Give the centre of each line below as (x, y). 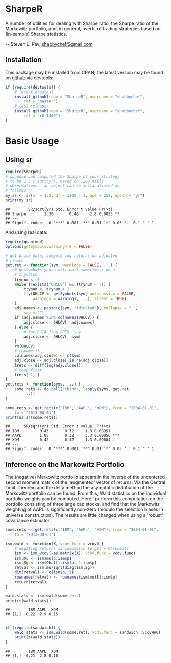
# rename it (27, 351)
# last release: (32, 106)
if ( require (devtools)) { (33, 87)
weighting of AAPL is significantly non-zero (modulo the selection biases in (84, 509)
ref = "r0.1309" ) (42, 116)
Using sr (19, 160)
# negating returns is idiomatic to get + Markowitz (72, 548)
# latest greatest (34, 92)
